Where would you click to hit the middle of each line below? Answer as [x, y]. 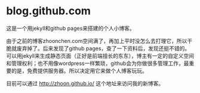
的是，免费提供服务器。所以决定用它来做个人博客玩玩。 [79, 70]
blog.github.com [49, 11]
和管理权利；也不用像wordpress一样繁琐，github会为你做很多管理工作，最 [98, 63]
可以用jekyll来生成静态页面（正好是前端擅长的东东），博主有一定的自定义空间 [100, 55]
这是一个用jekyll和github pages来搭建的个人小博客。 [71, 28]
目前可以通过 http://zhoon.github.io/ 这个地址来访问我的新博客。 [85, 83]
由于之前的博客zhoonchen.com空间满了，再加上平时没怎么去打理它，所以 [97, 41]
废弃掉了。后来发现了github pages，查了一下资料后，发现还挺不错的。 [103, 48]
